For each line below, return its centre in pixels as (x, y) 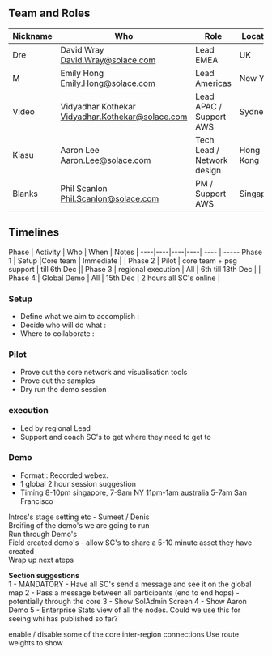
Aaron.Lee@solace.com (106, 160)
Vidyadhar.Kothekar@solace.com (124, 117)
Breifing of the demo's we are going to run (79, 525)
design (208, 170)
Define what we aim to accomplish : (80, 316)
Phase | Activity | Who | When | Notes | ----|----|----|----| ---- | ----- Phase (136, 252)
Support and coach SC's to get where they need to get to (116, 437)
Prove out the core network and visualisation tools (104, 373)
